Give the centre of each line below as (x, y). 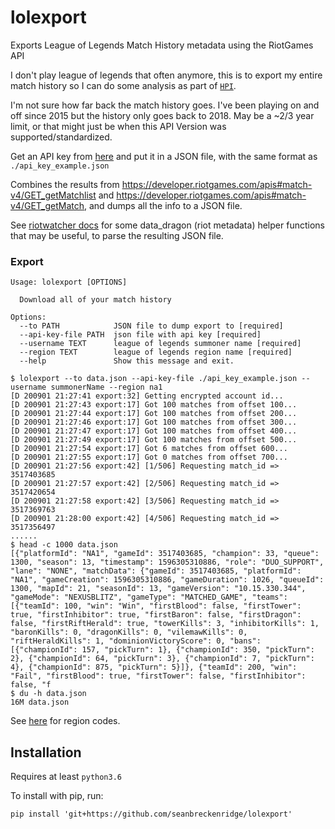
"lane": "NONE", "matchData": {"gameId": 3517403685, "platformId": (156, 571)
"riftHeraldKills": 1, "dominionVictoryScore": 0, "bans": (136, 641)
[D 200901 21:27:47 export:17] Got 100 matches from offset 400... (154, 431)
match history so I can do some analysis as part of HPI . (123, 85)
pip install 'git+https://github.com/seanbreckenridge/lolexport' (151, 814)
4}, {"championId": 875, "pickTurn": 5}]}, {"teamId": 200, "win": (154, 667)
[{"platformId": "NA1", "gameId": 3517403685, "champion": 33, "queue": (165, 554)
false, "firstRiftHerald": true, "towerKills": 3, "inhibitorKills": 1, (165, 624)
